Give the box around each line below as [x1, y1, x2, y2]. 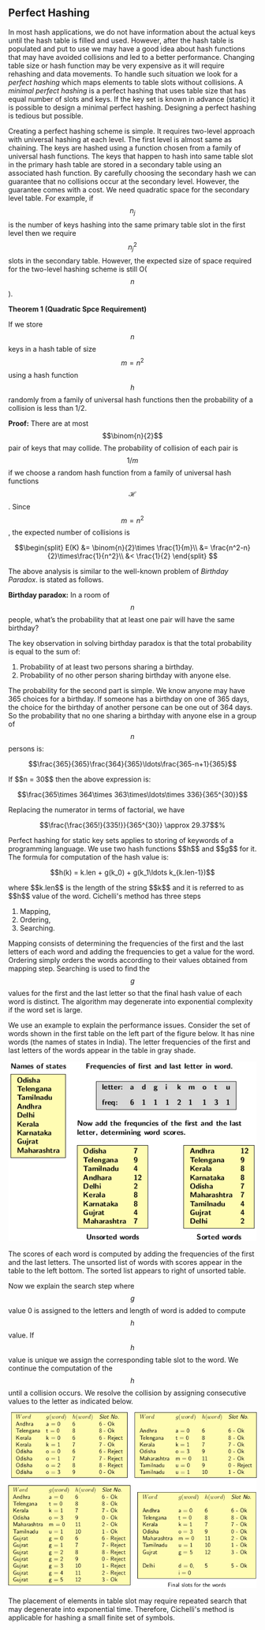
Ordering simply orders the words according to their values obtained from [8, 956, 248, 965]
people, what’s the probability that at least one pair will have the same [8, 615, 235, 625]
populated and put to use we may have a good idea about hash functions [8, 43, 246, 54]
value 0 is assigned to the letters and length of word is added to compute [8, 1305, 246, 1315]
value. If [8, 1330, 35, 1340]
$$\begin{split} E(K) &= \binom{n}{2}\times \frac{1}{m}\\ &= [14, 543, 209, 553]
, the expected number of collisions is [8, 528, 130, 537]
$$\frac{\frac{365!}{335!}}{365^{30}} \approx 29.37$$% [39, 820, 226, 830]
